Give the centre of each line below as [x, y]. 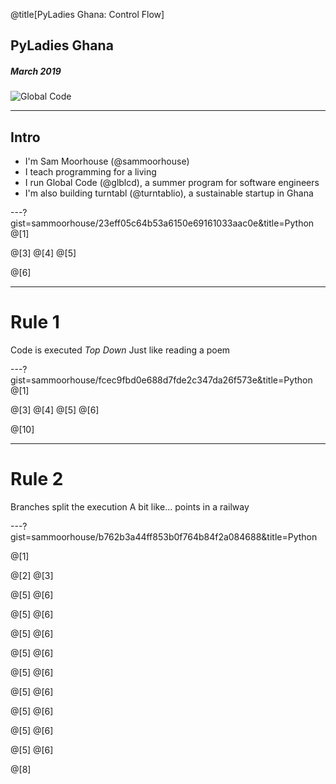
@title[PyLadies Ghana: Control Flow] [87, 14]
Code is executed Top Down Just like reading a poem [120, 350]
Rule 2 [37, 479]
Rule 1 [35, 322]
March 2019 [36, 71]
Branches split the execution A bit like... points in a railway [130, 507]
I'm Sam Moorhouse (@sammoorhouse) [107, 161]
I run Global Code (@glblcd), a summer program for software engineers [172, 183]
